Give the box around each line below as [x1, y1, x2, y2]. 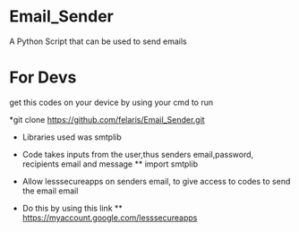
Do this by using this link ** [21, 202, 124, 213]
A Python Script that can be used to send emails [9, 36, 187, 47]
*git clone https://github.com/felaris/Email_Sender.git [9, 114, 205, 125]
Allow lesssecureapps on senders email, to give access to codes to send [21, 176, 291, 186]
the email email [21, 185, 79, 196]
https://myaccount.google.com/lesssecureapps [21, 212, 198, 223]
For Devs [9, 67, 77, 88]
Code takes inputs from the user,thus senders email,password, [21, 149, 254, 159]
